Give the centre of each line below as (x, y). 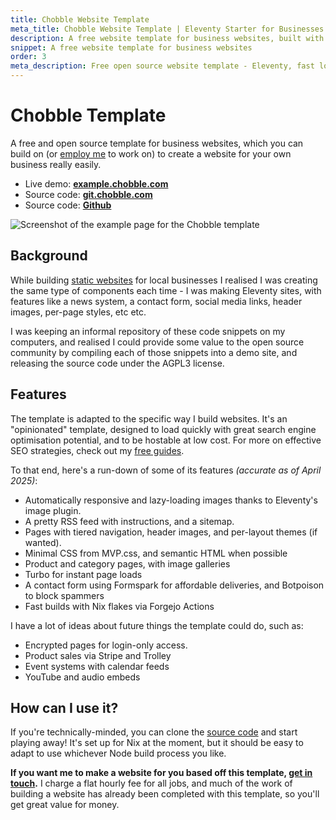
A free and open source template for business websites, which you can (157, 143)
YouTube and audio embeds (82, 677)
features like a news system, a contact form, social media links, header (156, 301)
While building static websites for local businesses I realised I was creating (164, 280)
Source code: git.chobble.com (88, 194)
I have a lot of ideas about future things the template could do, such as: (157, 625)
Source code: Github (68, 205)
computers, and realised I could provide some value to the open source (157, 342)
